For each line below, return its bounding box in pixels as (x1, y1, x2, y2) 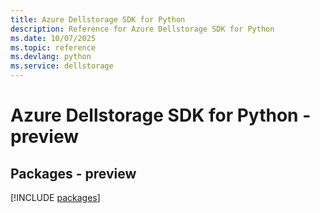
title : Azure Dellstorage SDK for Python (10, 14, 186, 25)
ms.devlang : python (10, 52, 92, 62)
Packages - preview (10, 165, 137, 182)
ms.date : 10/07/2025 (10, 33, 97, 43)
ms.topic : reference (10, 42, 97, 53)
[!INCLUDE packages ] (10, 192, 101, 203)
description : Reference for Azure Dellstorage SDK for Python (10, 24, 275, 34)
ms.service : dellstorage (10, 61, 114, 71)
